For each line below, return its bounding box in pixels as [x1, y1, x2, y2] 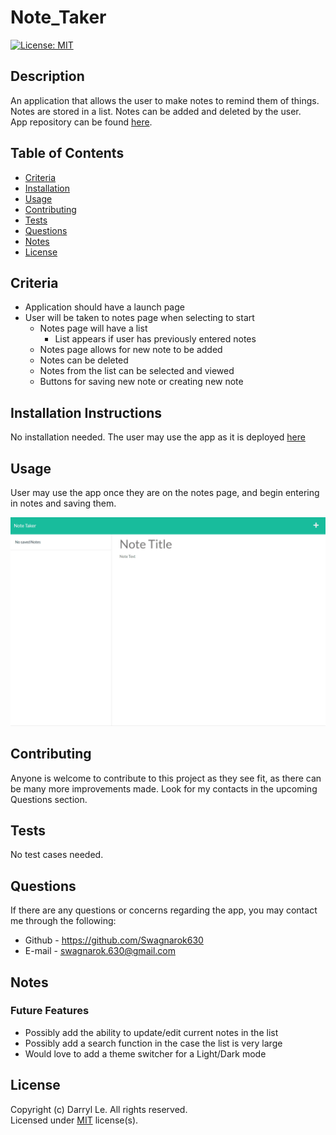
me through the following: [10, 915, 117, 927]
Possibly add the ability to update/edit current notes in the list [24, 1026, 279, 1038]
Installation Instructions [10, 404, 163, 421]
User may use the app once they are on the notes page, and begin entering [10, 487, 320, 498]
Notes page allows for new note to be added [39, 344, 223, 356]
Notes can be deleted [39, 354, 129, 366]
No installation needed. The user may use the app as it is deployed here [10, 431, 306, 443]
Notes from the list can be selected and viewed [39, 365, 235, 377]
